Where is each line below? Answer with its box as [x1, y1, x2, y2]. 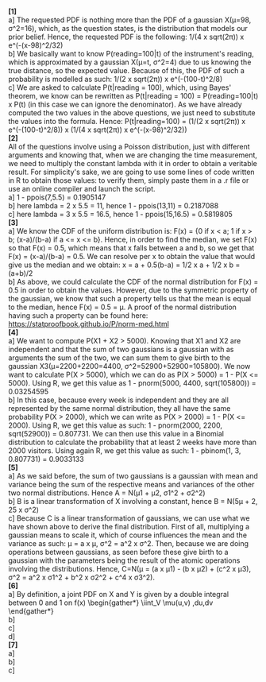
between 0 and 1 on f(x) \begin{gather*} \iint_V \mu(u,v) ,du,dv [8, 598, 214, 607]
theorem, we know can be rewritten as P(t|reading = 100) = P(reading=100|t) [8, 91, 259, 100]
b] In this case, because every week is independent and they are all [8, 395, 229, 405]
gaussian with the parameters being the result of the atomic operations [8, 556, 241, 565]
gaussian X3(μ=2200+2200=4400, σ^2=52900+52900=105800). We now [8, 362, 251, 370]
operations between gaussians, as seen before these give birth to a [8, 548, 229, 556]
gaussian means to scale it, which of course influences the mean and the [8, 530, 248, 540]
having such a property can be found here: [8, 311, 148, 320]
